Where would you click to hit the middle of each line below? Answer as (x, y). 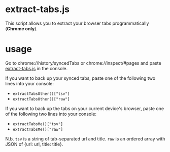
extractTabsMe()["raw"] (38, 129)
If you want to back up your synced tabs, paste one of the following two (80, 78)
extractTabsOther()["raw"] (41, 99)
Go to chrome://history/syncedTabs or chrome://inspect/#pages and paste (83, 63)
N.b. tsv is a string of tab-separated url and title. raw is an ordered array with (85, 139)
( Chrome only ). (22, 28)
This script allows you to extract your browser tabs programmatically (77, 23)
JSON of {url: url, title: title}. (34, 144)
